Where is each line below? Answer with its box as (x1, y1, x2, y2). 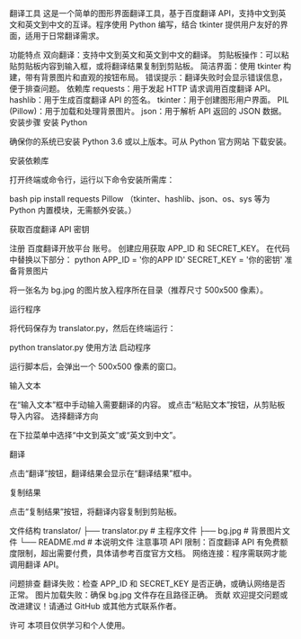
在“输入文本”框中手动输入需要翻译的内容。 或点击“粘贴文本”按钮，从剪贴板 (9, 400, 286, 409)
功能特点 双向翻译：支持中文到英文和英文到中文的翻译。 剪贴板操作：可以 (9, 49, 281, 60)
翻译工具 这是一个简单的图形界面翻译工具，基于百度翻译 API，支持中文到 (9, 8, 279, 18)
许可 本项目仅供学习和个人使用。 (9, 620, 130, 630)
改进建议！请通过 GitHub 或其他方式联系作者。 (9, 601, 181, 611)
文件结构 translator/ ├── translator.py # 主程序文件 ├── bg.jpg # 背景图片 (9, 526, 283, 535)
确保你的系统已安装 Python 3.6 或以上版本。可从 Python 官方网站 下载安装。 (9, 136, 292, 147)
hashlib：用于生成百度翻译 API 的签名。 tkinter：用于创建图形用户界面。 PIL (9, 94, 289, 105)
